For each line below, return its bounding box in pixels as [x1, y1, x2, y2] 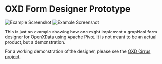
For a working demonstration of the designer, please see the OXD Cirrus [5, 48, 151, 54]
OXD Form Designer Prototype [5, 3, 131, 15]
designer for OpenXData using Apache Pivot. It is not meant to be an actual [5, 34, 157, 40]
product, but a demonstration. [5, 39, 66, 45]
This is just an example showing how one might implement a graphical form [5, 29, 158, 34]
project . [5, 53, 21, 59]
